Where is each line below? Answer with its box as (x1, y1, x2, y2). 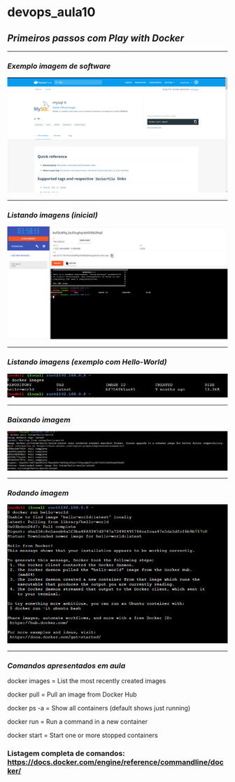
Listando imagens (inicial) (7, 210, 98, 220)
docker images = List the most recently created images (7, 677, 166, 685)
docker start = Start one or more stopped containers (7, 731, 159, 740)
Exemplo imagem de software (7, 61, 111, 71)
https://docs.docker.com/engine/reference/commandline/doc (7, 757, 224, 767)
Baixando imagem (7, 414, 71, 424)
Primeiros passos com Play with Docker (7, 32, 185, 44)
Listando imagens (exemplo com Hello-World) (7, 357, 167, 367)
